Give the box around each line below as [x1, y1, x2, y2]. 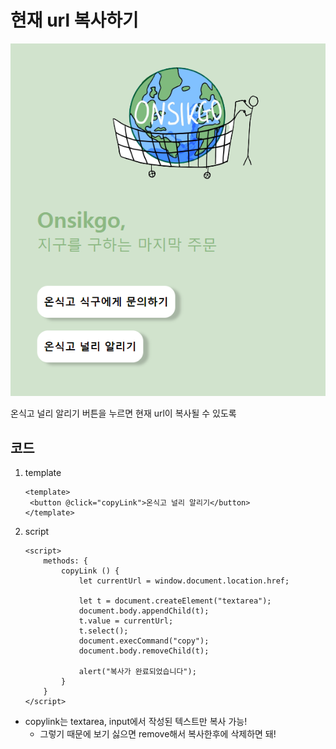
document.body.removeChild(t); [78, 646, 210, 656]
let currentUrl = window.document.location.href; [78, 576, 290, 586]
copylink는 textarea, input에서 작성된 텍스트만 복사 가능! [24, 716, 248, 728]
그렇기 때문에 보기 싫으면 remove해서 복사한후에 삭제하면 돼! [39, 728, 277, 740]
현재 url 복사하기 [10, 9, 139, 32]
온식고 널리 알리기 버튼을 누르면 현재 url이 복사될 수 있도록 [10, 407, 237, 420]
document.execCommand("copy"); [78, 636, 210, 646]
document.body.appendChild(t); [78, 606, 210, 616]
